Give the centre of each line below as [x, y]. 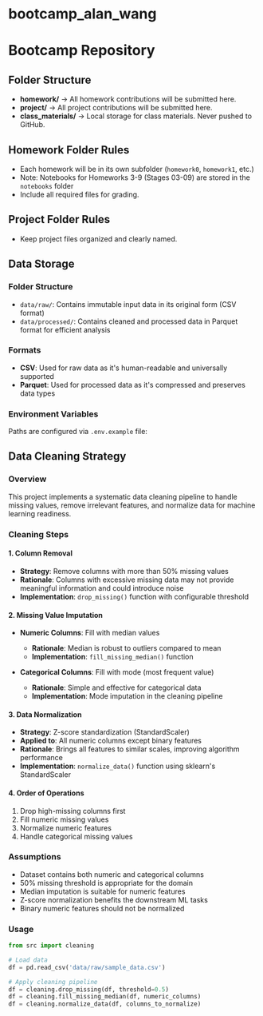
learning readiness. [40, 513]
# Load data [28, 960]
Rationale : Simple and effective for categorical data [116, 687]
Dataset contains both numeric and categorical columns [112, 874]
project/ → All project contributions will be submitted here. [116, 108]
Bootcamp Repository [82, 51]
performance [41, 758]
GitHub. [32, 125]
